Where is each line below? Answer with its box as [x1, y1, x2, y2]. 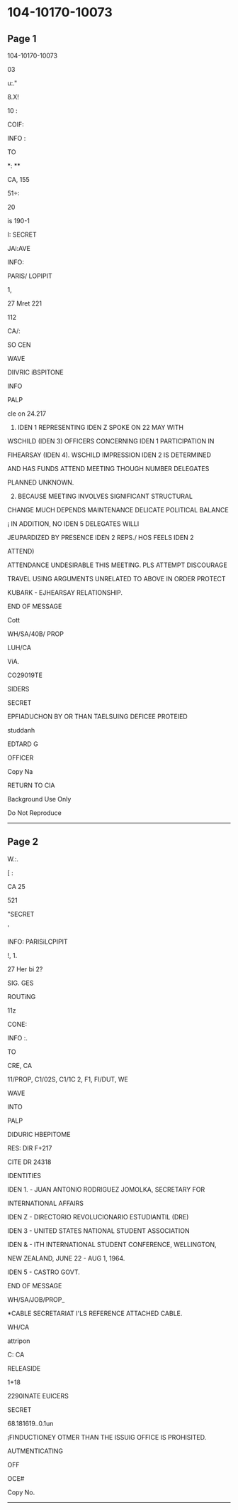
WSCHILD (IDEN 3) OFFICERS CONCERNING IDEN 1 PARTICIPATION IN [7, 437, 215, 445]
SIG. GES [7, 978, 34, 987]
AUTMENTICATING [7, 1447, 64, 1455]
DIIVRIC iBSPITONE [7, 368, 64, 377]
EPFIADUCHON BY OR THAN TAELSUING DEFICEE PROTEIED [7, 712, 188, 721]
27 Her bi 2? [7, 964, 43, 974]
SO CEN [7, 340, 31, 349]
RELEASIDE [7, 1364, 41, 1372]
